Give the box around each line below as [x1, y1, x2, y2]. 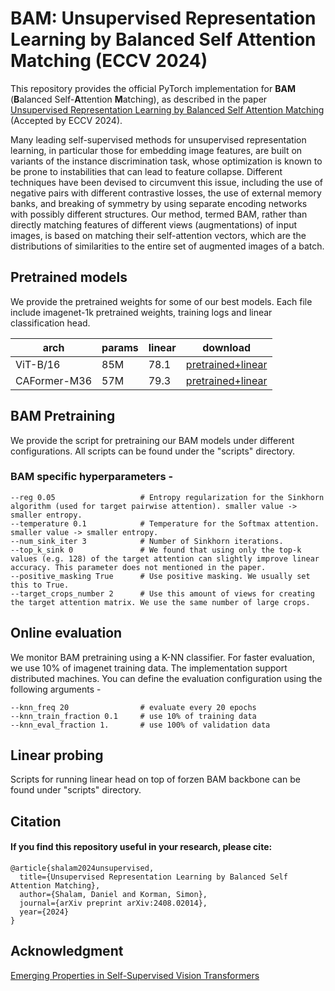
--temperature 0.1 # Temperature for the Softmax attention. [10, 518, 320, 529]
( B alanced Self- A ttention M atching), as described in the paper [10, 93, 268, 105]
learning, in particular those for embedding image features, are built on [10, 144, 303, 156]
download [202, 340, 252, 354]
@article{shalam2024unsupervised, [10, 863, 155, 874]
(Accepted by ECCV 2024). [10, 114, 123, 126]
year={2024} [19, 907, 70, 917]
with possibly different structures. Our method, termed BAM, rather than [10, 208, 308, 220]
